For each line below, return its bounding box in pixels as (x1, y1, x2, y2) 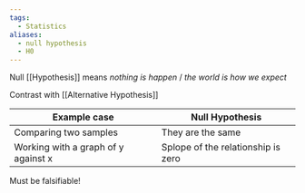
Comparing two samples (14, 126, 118, 139)
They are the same (161, 126, 241, 139)
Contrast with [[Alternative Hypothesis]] (9, 90, 159, 101)
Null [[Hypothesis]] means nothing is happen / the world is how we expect (9, 72, 288, 82)
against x (14, 152, 53, 165)
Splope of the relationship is (161, 141, 281, 154)
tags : (9, 13, 30, 23)
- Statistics (17, 22, 67, 31)
